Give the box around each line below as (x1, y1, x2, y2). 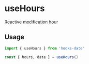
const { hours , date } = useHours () (4, 54, 78, 60)
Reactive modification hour (4, 19, 59, 25)
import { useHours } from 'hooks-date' (4, 46, 85, 51)
